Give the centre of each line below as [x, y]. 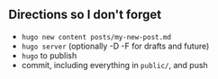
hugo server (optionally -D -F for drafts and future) [115, 46]
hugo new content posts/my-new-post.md [96, 37]
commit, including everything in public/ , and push [114, 65]
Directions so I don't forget [85, 15]
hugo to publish [49, 55]
